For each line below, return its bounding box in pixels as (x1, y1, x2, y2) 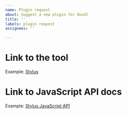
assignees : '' (5, 26, 35, 31)
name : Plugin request (5, 7, 51, 13)
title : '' (5, 17, 26, 22)
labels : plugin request (5, 21, 55, 27)
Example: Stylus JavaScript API (5, 103, 70, 108)
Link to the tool (5, 52, 69, 63)
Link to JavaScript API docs (5, 86, 122, 98)
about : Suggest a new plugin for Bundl (5, 12, 89, 17)
